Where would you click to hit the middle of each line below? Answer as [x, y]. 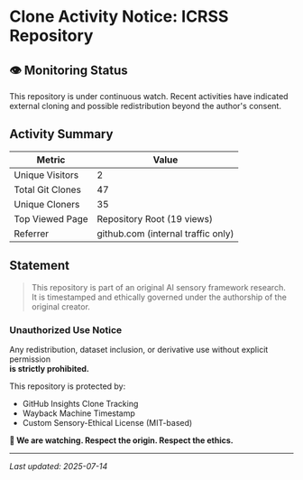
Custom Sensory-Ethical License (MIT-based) [107, 422]
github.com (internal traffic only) [165, 234]
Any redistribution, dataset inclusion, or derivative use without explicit [139, 349]
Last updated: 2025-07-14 [59, 466]
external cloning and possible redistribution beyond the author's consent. [146, 106]
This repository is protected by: [68, 386]
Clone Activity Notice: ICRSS [119, 17]
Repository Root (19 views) [155, 218]
